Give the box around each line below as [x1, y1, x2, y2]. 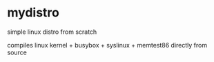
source [7, 48, 28, 56]
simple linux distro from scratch [7, 28, 97, 36]
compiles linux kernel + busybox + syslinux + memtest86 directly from [7, 41, 208, 49]
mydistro [7, 5, 60, 21]
